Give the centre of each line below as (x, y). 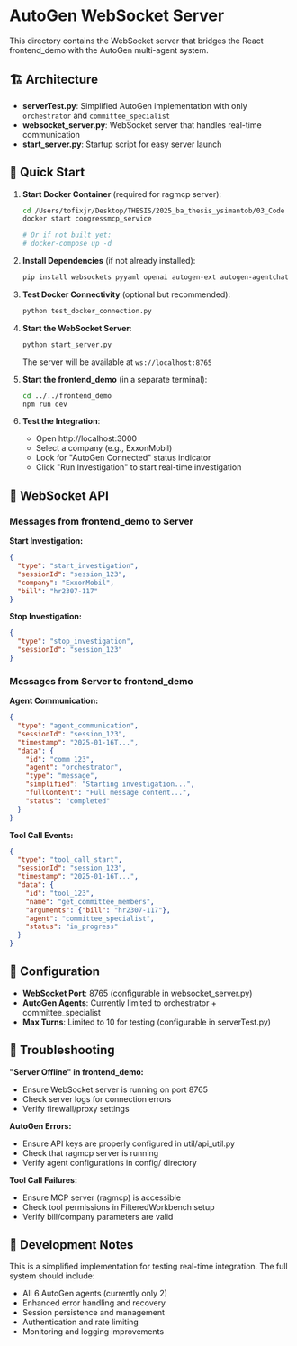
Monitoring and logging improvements (93, 1332)
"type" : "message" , (62, 776)
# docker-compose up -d (67, 244)
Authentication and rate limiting (81, 1322)
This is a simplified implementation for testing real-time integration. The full (148, 1267)
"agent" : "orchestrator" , (74, 768)
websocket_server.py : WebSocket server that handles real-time (142, 125)
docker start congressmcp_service (87, 219)
